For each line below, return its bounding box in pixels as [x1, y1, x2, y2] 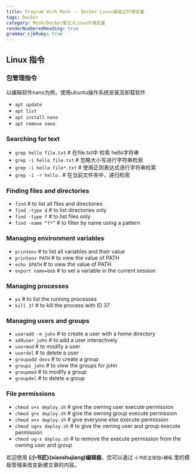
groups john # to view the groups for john [14, 362, 118, 369]
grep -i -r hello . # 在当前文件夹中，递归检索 [14, 172, 130, 179]
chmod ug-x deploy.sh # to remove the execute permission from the [14, 435, 181, 442]
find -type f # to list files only [14, 213, 91, 220]
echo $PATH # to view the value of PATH [14, 261, 112, 268]
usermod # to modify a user [14, 343, 81, 350]
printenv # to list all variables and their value [14, 247, 125, 255]
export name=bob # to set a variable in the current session [14, 267, 156, 274]
